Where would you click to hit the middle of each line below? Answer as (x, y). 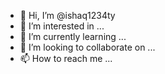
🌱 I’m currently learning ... (73, 36)
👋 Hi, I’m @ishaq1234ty (67, 15)
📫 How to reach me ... (66, 58)
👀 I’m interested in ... (62, 26)
